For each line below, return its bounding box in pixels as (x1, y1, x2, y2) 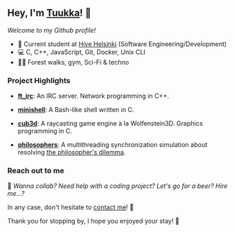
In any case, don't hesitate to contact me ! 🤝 (7, 203, 134, 211)
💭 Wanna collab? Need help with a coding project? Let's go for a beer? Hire (7, 182, 228, 190)
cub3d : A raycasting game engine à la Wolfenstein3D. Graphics (17, 119, 203, 128)
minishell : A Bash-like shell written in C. (17, 106, 134, 114)
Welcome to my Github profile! (7, 26, 96, 34)
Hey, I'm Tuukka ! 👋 (7, 7, 92, 19)
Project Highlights (7, 75, 71, 85)
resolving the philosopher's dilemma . (17, 148, 126, 157)
